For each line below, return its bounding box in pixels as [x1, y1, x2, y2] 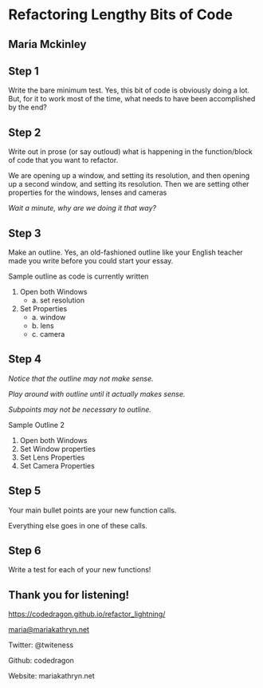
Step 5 [8, 484, 41, 498]
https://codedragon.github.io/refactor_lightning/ [8, 609, 166, 619]
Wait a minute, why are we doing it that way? [8, 204, 157, 213]
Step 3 [8, 226, 41, 240]
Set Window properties [19, 444, 96, 453]
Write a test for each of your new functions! [8, 565, 151, 575]
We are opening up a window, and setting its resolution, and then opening [8, 171, 250, 180]
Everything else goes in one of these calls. [8, 520, 147, 530]
